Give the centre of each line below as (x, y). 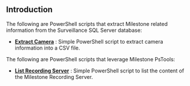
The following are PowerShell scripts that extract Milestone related (87, 24)
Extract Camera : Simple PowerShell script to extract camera (89, 41)
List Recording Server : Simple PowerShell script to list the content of (99, 71)
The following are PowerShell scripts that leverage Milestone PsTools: (91, 59)
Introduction (30, 10)
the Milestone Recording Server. (54, 77)
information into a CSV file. (47, 48)
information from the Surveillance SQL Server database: (74, 30)
